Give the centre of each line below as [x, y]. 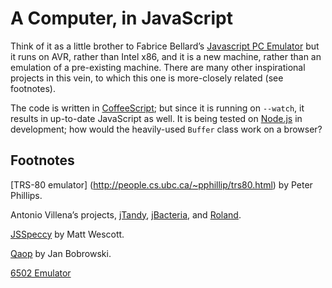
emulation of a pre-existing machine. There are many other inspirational [158, 67]
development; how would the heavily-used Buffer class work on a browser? [166, 129]
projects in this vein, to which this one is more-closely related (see [147, 78]
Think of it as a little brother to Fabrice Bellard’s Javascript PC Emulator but [165, 46]
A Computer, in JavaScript [121, 18]
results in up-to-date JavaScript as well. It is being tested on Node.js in [156, 118]
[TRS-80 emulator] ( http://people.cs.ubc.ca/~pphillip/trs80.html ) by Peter [161, 184]
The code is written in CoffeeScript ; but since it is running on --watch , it [157, 108]
